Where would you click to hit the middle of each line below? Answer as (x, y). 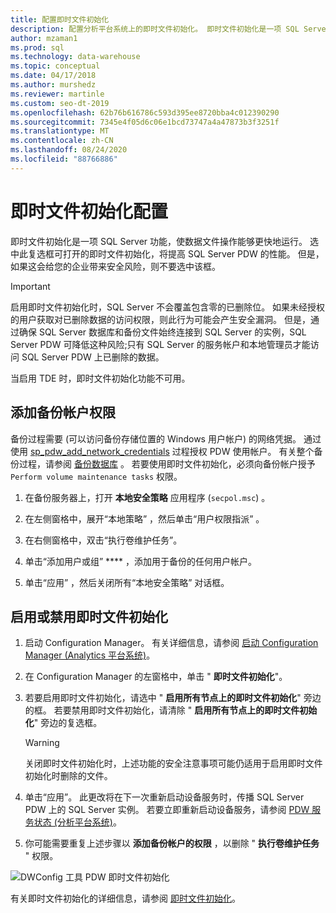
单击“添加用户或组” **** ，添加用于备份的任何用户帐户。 (141, 561)
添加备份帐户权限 (63, 412)
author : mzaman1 (44, 38)
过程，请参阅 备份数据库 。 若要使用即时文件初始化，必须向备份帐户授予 (167, 463)
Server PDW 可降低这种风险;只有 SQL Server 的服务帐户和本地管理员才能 (160, 344)
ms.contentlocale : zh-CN (62, 141)
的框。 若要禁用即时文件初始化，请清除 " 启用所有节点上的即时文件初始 (171, 710)
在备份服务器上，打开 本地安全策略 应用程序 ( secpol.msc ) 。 (147, 497)
